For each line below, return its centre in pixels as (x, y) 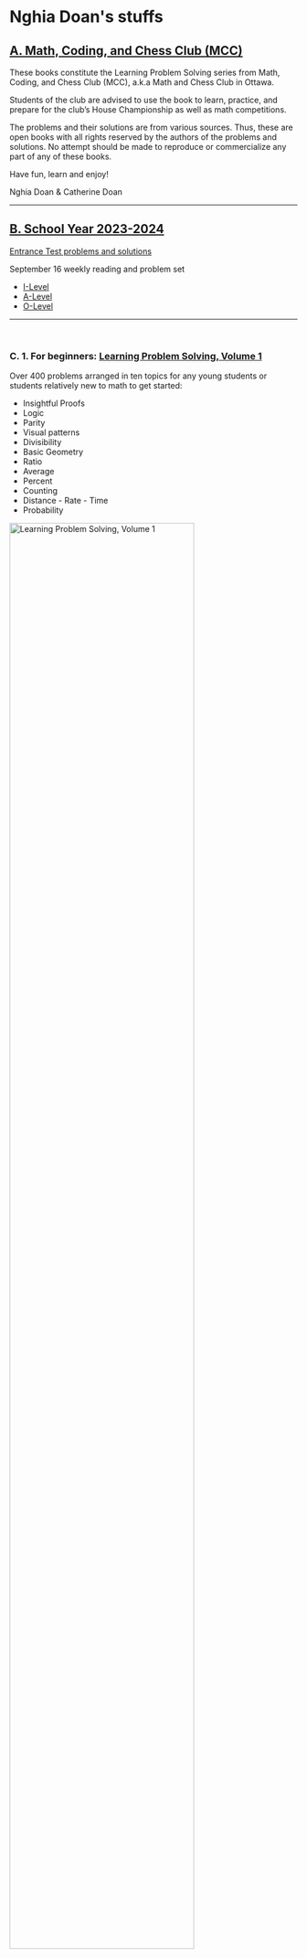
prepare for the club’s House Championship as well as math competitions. (148, 110)
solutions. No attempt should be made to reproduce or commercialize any (148, 147)
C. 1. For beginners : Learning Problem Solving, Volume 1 (136, 356)
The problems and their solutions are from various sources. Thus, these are (152, 127)
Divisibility (42, 442)
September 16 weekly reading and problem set (97, 269)
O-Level (37, 306)
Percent (37, 481)
